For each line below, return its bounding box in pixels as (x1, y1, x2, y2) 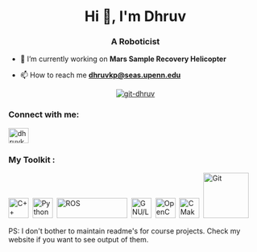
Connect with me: (8, 109, 80, 120)
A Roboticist (110, 36, 160, 48)
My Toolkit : (8, 154, 56, 165)
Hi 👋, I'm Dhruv (84, 7, 187, 26)
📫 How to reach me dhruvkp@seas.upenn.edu (19, 70, 181, 80)
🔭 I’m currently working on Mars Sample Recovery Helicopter (19, 54, 227, 64)
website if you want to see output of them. (8, 235, 149, 245)
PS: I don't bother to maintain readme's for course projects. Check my (8, 226, 241, 236)
